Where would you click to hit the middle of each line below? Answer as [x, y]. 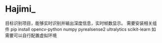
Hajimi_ [20, 9]
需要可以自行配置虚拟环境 [31, 35]
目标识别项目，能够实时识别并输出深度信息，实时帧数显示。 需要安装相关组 [81, 23]
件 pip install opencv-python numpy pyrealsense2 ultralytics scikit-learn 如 [81, 29]
